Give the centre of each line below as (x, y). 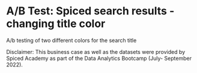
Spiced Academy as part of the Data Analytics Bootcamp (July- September (99, 58)
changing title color (56, 24)
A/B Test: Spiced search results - (90, 11)
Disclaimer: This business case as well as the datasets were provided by (96, 51)
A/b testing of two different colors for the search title (71, 40)
